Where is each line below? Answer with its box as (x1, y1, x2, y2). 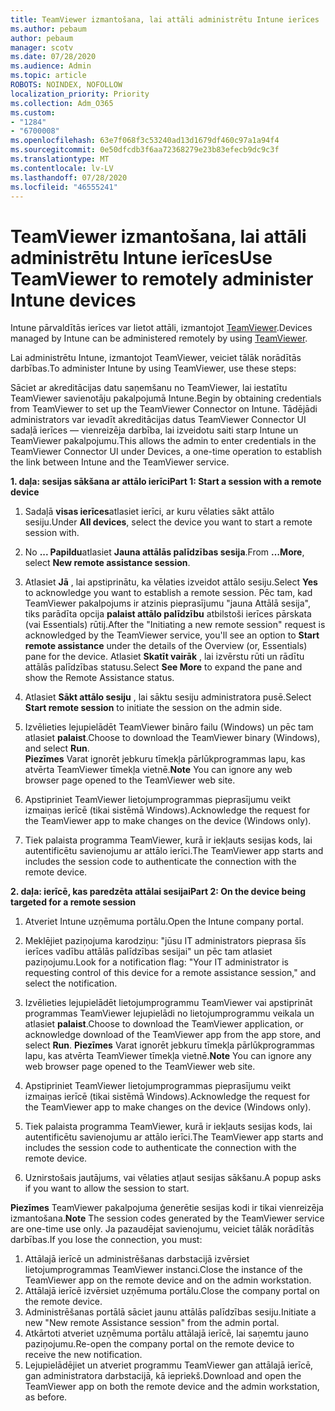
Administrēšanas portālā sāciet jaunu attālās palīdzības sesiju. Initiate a (24, 1306, 317, 1318)
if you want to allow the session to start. (24, 1182, 190, 1195)
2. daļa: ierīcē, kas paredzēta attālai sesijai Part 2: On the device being (10, 886, 307, 898)
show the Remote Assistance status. (24, 672, 175, 684)
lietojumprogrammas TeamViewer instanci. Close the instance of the (24, 1264, 303, 1276)
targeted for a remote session (10, 896, 137, 908)
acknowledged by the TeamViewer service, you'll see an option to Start (24, 629, 320, 641)
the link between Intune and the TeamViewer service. (10, 456, 230, 468)
